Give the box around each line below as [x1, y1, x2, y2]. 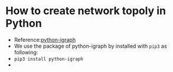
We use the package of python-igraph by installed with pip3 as [14, 42, 167, 50]
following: [14, 48, 38, 55]
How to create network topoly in [5, 4, 167, 18]
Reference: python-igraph [14, 36, 76, 43]
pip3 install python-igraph [14, 56, 83, 62]
